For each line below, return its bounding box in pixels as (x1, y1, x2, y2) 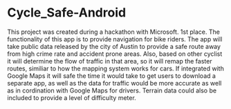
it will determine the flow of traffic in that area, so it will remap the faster (7, 57, 212, 65)
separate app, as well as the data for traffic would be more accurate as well (7, 79, 222, 87)
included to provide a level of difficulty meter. (7, 93, 136, 101)
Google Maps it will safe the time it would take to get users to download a (7, 71, 216, 80)
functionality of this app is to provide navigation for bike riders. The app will (7, 34, 223, 43)
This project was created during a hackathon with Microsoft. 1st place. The (7, 28, 220, 36)
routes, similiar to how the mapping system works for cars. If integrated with (7, 64, 225, 72)
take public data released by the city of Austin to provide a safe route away (7, 42, 221, 50)
